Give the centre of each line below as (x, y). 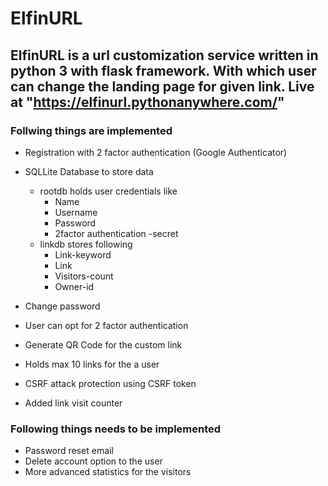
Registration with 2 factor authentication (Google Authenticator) (156, 152)
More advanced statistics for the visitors (108, 472)
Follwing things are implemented (91, 130)
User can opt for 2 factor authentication (106, 325)
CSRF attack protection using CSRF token (110, 383)
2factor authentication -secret (116, 233)
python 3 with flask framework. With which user (163, 70)
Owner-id (74, 286)
